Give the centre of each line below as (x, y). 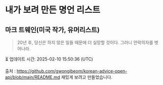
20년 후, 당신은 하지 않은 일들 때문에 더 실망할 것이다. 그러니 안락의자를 (85, 42)
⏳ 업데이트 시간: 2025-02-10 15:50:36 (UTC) (49, 59)
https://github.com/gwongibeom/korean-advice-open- (72, 71)
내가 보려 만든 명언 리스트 (53, 10)
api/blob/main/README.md (33, 77)
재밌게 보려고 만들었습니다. (87, 77)
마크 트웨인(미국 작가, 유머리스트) (52, 30)
